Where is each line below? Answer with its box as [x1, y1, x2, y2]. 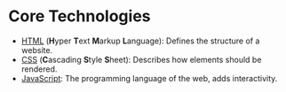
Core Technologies [8, 6, 152, 27]
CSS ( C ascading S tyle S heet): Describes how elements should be [20, 54, 262, 65]
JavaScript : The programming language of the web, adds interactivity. [20, 73, 278, 83]
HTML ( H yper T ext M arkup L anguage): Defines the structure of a [20, 35, 260, 46]
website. [20, 44, 53, 55]
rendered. [20, 64, 58, 74]
